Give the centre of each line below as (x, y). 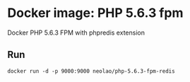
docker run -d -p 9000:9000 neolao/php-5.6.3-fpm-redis (91, 71)
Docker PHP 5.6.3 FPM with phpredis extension (76, 33)
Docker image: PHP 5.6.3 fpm (95, 13)
